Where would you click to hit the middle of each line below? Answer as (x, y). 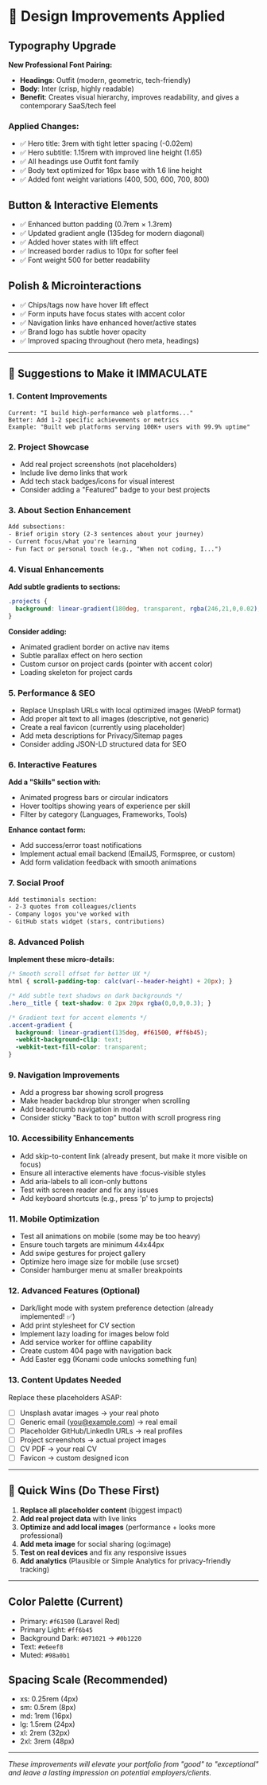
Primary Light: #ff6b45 (56, 1630)
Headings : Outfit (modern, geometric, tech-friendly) (105, 80)
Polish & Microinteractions (75, 286)
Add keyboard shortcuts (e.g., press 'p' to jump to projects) (117, 1198)
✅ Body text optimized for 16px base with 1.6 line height (111, 171)
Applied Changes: (44, 126)
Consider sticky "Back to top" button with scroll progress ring (120, 1118)
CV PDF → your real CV (58, 1449)
